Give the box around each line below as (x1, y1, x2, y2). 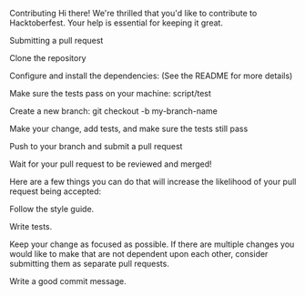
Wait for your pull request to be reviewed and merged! (9, 158, 212, 169)
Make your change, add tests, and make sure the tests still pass (9, 123, 249, 134)
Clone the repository (9, 53, 86, 63)
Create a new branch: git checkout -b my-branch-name (9, 106, 219, 117)
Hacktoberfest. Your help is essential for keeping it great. (9, 17, 223, 28)
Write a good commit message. (9, 276, 127, 286)
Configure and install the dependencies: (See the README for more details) (9, 70, 293, 81)
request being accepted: (9, 186, 102, 197)
